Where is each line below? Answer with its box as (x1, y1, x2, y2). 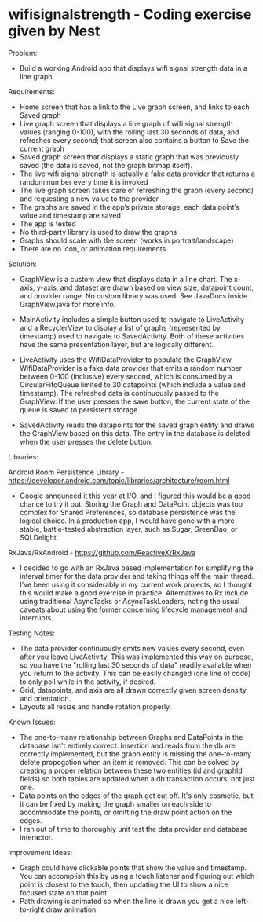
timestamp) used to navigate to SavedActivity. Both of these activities (19, 331, 245, 341)
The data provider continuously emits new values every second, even (19, 643, 245, 653)
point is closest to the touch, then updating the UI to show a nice (19, 880, 228, 889)
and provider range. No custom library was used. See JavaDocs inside (19, 291, 248, 300)
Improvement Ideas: (8, 847, 73, 857)
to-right (19, 905, 45, 914)
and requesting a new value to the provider (19, 194, 159, 203)
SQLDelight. (19, 532, 59, 542)
